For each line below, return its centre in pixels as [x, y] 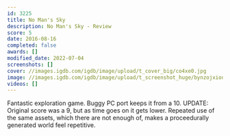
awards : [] [23, 52]
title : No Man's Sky [37, 20]
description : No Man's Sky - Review [59, 26]
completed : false [32, 45]
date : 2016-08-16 [32, 39]
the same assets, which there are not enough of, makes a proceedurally [108, 118]
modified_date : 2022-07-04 [46, 58]
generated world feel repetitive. [51, 125]
